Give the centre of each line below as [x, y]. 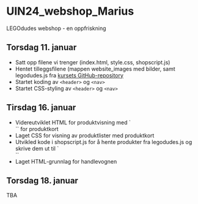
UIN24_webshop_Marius [70, 11]
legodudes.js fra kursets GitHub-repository [69, 75]
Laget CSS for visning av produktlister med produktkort [85, 135]
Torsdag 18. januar [42, 180]
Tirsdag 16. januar [41, 108]
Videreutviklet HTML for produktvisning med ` [73, 122]
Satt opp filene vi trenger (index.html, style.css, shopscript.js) [93, 62]
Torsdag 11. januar [42, 47]
